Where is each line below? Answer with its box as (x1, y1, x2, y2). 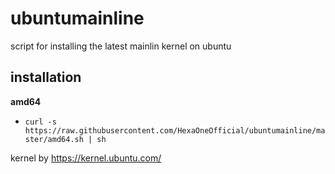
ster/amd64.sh (24, 134, 84, 144)
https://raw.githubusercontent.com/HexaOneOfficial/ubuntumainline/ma (24, 125, 326, 136)
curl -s (24, 117, 57, 127)
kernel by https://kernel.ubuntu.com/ (10, 152, 162, 164)
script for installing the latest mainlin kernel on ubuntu (10, 40, 232, 52)
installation (10, 69, 82, 86)
